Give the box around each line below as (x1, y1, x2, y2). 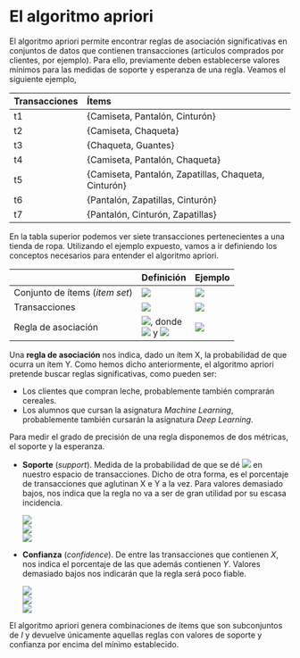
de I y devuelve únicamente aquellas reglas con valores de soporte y (9, 629, 262, 640)
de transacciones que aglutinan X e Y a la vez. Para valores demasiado (21, 478, 284, 488)
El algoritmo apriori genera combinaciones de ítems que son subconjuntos (9, 620, 283, 630)
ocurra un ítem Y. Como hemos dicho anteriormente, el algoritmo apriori (9, 359, 274, 370)
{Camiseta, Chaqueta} (87, 124, 179, 137)
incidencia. (21, 497, 63, 508)
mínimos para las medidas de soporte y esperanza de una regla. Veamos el (9, 64, 286, 75)
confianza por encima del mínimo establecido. (9, 638, 179, 649)
